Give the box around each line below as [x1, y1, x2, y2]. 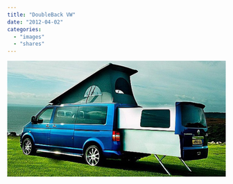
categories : [7, 26, 42, 33]
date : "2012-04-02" [7, 18, 64, 26]
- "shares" [13, 40, 45, 48]
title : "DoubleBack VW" [7, 11, 76, 18]
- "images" [13, 33, 45, 40]
